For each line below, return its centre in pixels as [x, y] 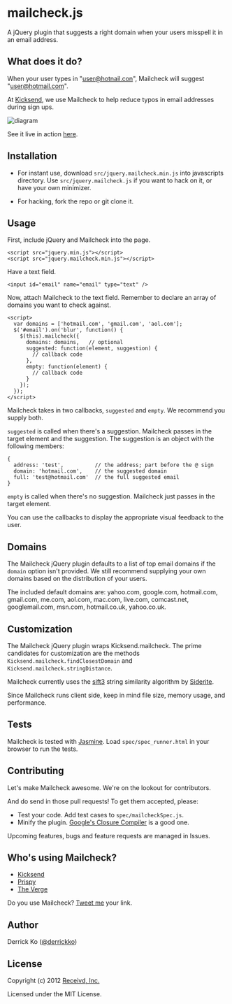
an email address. [33, 39]
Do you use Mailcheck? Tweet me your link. [70, 903]
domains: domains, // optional [74, 343]
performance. [27, 703]
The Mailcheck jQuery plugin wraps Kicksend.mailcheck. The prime [104, 646]
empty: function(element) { [67, 367]
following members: [36, 446]
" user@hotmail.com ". [38, 86]
